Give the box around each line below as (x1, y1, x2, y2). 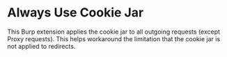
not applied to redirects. (7, 42, 76, 50)
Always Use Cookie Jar (7, 5, 144, 21)
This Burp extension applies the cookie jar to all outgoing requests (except (7, 27, 221, 36)
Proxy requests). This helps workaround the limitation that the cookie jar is (7, 34, 221, 43)
